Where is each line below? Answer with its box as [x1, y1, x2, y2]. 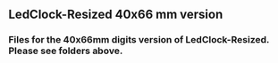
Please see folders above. [8, 44, 123, 57]
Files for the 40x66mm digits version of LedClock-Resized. [8, 34, 270, 46]
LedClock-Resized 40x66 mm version [8, 7, 223, 22]
